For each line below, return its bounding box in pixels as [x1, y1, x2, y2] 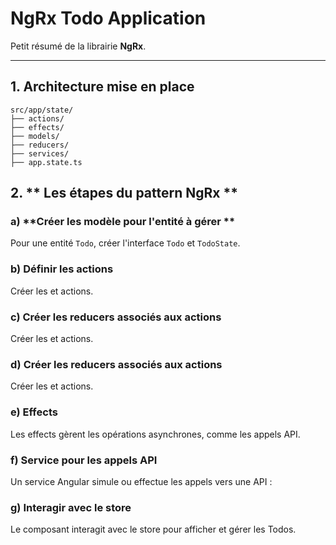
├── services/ [10, 148, 70, 159]
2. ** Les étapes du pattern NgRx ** [10, 185, 238, 202]
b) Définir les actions [10, 262, 114, 276]
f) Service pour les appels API [10, 453, 158, 467]
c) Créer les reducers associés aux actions [10, 310, 222, 324]
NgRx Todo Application [10, 7, 207, 30]
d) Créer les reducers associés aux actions [10, 357, 223, 371]
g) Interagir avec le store [10, 500, 132, 514]
